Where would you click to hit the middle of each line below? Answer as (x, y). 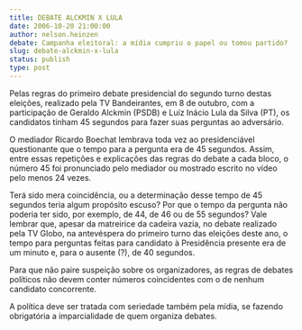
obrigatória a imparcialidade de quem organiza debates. (114, 316)
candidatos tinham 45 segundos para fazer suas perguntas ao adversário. (146, 121)
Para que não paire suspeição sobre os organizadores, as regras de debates (151, 270)
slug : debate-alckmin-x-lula (64, 51)
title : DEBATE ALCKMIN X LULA (66, 18)
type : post (30, 68)
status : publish (40, 59)
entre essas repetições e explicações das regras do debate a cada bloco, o (149, 158)
